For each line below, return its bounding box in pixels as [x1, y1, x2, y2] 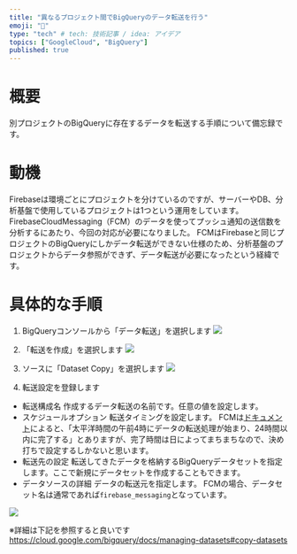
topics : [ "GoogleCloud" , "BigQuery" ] [9, 37, 148, 47]
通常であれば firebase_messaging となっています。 [52, 489, 232, 500]
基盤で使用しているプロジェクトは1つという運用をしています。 [16, 205, 244, 215]
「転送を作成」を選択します [21, 344, 124, 355]
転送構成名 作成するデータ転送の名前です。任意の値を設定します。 [21, 400, 263, 412]
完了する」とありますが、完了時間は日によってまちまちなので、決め [37, 434, 285, 444]
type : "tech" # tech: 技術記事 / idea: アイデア [9, 29, 181, 38]
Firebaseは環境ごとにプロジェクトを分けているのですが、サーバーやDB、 [9, 194, 276, 204]
